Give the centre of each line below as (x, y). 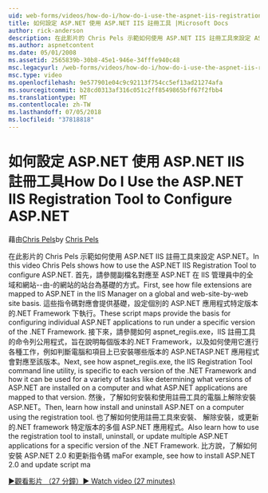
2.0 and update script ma (49, 464)
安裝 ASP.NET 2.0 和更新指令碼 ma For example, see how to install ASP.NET (132, 455)
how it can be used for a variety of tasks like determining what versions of (130, 379)
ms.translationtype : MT (48, 97)
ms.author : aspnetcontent (51, 46)
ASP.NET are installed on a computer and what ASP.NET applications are (128, 388)
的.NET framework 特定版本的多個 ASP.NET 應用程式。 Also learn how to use (134, 427)
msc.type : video (35, 75)
